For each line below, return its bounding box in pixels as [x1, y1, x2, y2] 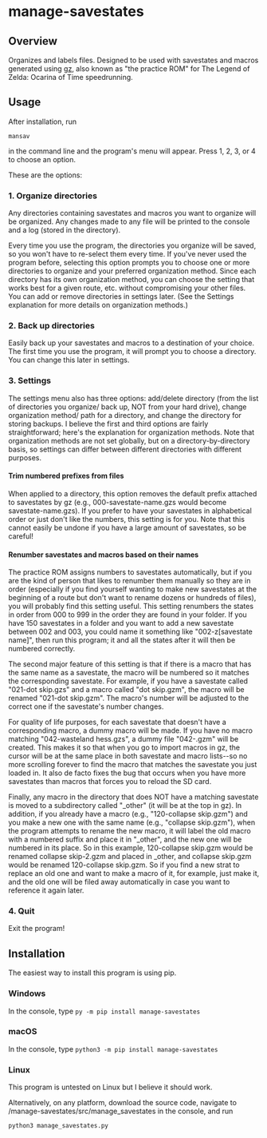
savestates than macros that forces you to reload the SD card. [8, 777, 212, 786]
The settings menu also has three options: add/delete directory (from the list [8, 393, 259, 403]
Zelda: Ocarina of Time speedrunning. [8, 73, 133, 82]
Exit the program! [8, 924, 65, 933]
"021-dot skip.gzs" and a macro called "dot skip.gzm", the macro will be [8, 685, 245, 694]
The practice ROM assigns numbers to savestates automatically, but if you [8, 567, 253, 577]
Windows [8, 988, 46, 999]
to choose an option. [8, 154, 77, 164]
